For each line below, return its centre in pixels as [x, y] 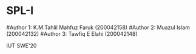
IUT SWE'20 [22, 46]
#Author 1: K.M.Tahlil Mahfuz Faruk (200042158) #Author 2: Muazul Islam [98, 27]
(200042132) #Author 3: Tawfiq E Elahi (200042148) [72, 33]
